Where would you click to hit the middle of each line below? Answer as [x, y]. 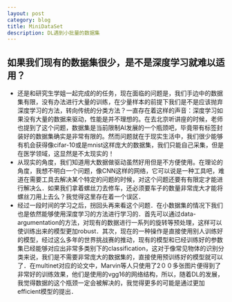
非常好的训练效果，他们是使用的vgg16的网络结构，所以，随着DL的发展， [120, 274]
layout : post [26, 13]
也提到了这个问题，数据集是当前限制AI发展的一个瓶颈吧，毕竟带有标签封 [120, 128]
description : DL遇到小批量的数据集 [54, 33]
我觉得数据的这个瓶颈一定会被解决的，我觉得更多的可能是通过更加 [111, 283]
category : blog [29, 20]
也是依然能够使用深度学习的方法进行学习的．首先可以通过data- [107, 214]
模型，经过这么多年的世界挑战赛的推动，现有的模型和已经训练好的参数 [123, 240]
